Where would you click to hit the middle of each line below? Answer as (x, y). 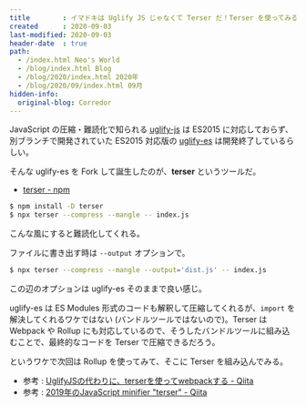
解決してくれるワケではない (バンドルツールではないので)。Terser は (138, 319)
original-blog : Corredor (65, 102)
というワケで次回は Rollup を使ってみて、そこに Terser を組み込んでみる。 (149, 361)
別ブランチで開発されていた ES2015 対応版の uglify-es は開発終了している (148, 141)
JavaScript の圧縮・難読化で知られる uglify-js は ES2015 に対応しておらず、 (151, 129)
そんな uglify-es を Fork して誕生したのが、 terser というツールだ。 (135, 172)
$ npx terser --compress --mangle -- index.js (99, 215)
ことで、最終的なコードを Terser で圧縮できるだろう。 (118, 342)
